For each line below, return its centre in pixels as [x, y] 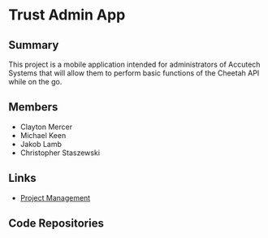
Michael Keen [43, 135]
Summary [34, 45]
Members [33, 107]
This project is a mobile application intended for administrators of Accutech [134, 64]
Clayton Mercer [46, 127]
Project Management [55, 197]
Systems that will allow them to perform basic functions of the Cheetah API [134, 73]
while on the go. [35, 82]
